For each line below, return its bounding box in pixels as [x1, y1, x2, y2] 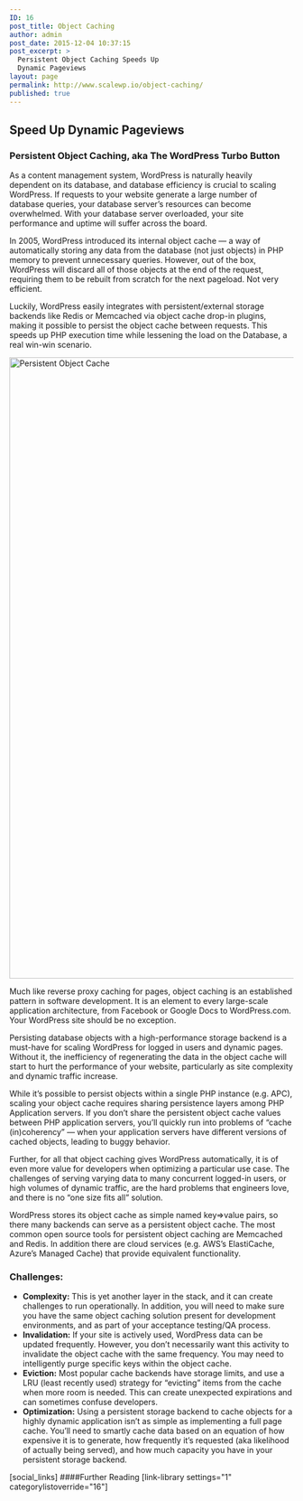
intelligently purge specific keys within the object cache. [22, 1358, 232, 1369]
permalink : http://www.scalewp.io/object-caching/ [9, 80, 204, 89]
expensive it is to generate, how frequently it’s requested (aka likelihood [22, 1435, 290, 1446]
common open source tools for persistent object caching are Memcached [9, 1229, 283, 1240]
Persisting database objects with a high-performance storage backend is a [9, 1032, 287, 1044]
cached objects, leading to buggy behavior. [9, 1136, 170, 1148]
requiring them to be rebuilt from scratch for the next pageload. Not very [9, 274, 280, 285]
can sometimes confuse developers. [22, 1397, 158, 1408]
